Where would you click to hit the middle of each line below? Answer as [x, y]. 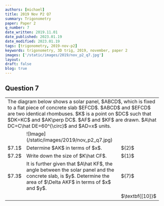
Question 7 [22, 88]
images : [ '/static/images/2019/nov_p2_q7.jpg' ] [54, 55]
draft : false [18, 64]
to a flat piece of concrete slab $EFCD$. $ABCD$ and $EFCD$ [79, 107]
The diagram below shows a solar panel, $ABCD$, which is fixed [81, 102]
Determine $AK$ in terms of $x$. [64, 148]
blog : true [16, 69]
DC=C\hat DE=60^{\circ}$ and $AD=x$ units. [59, 126]
